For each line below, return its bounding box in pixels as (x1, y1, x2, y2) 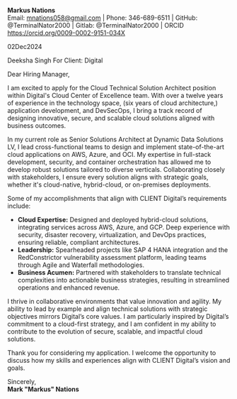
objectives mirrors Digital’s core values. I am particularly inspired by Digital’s (7, 312, 229, 320)
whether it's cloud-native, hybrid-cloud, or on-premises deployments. (7, 180, 211, 189)
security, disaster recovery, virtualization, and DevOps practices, (17, 231, 207, 239)
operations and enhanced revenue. (17, 283, 120, 292)
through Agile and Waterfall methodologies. (17, 261, 145, 269)
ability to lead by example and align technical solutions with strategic (7, 305, 208, 313)
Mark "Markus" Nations (7, 385, 79, 393)
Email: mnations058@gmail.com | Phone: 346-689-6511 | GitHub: (7, 13, 198, 22)
